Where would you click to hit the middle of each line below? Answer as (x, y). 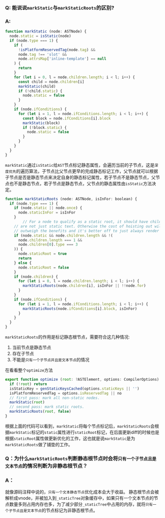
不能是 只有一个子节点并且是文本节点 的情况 (51, 360)
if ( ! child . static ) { (40, 91)
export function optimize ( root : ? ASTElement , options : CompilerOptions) (82, 380)
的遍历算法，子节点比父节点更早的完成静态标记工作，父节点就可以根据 (87, 171)
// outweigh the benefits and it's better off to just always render (87, 231)
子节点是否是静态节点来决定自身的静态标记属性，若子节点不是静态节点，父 (80, 177)
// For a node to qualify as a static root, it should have (85, 222)
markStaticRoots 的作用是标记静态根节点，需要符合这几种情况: (68, 337)
